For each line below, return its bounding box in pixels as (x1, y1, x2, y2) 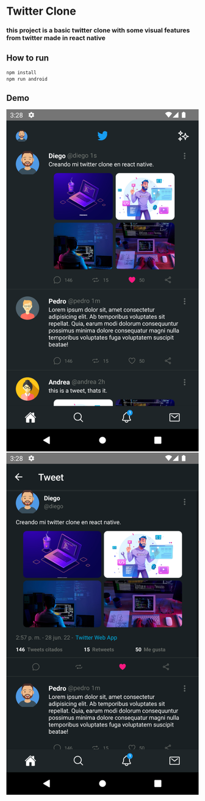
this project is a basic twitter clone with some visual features (6, 26, 190, 35)
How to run (6, 53, 49, 63)
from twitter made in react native (6, 34, 106, 42)
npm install (6, 69, 37, 76)
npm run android (6, 76, 48, 82)
